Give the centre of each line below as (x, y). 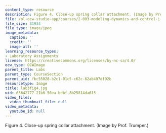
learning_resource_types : (32, 51)
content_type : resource (30, 10)
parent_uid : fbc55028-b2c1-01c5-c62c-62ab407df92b (58, 79)
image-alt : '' (24, 47)
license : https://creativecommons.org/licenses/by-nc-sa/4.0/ (70, 61)
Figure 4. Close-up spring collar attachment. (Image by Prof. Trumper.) (77, 125)
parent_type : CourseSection (34, 74)
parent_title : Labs (25, 70)
